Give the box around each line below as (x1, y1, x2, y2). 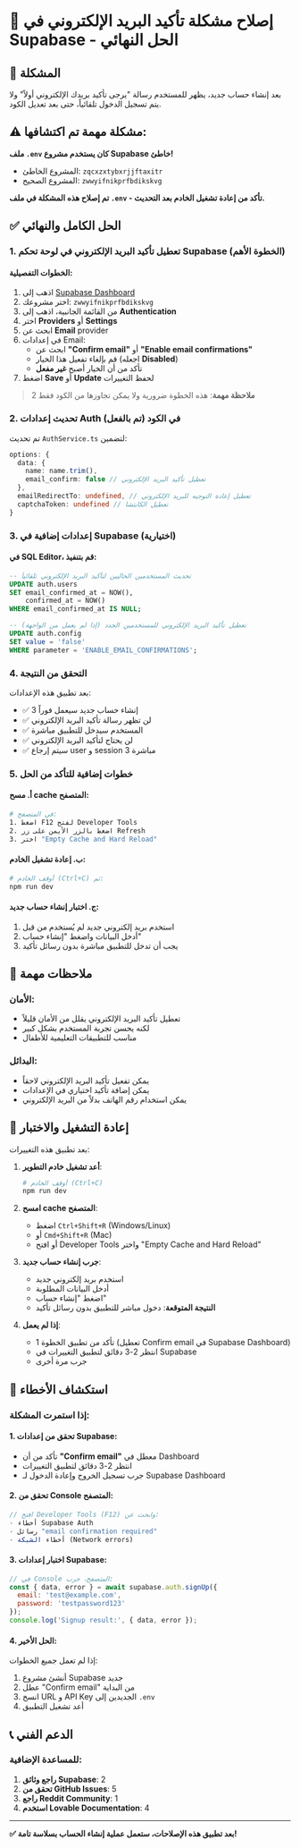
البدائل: (9, 1055, 38, 1067)
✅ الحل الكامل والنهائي (9, 218, 121, 233)
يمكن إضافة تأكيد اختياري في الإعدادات (21, 1084, 150, 1095)
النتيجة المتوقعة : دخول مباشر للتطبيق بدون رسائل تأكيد (35, 1302, 216, 1313)
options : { (9, 450, 50, 459)
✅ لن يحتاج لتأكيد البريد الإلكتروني (21, 734, 134, 745)
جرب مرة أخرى (35, 1356, 87, 1367)
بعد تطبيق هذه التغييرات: (9, 1143, 90, 1155)
